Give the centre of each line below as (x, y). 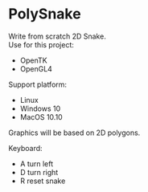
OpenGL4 (36, 68)
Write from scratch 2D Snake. (57, 36)
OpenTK (33, 60)
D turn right (39, 172)
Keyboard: (25, 148)
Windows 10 (40, 108)
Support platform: (37, 84)
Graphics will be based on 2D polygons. (74, 133)
